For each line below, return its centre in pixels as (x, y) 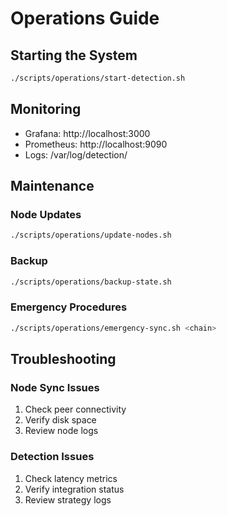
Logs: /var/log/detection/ (76, 154)
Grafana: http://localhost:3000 (87, 133)
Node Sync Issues (55, 387)
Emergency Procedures (69, 307)
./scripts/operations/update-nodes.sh (91, 235)
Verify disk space (60, 420)
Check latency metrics (71, 478)
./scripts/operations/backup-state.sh (91, 282)
